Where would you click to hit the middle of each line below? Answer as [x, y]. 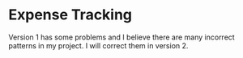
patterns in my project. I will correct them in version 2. [98, 45]
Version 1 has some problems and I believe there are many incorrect [122, 37]
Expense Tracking [70, 15]
